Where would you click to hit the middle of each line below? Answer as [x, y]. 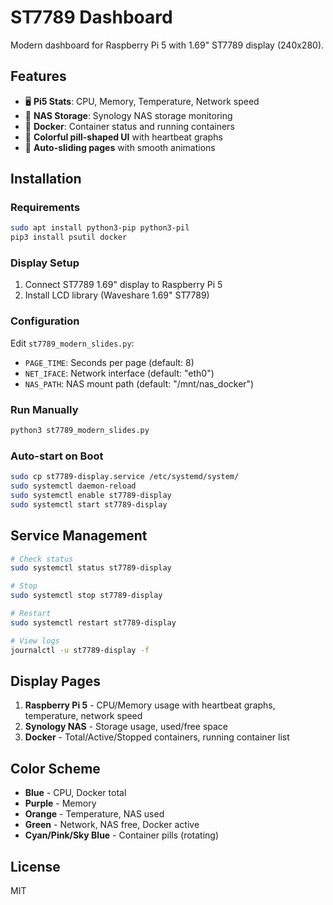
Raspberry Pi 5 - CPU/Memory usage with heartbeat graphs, [150, 705]
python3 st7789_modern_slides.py [80, 431]
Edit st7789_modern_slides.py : [72, 343]
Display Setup [45, 263]
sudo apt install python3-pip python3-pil [100, 228]
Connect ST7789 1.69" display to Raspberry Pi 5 [123, 285]
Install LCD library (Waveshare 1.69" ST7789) [117, 295]
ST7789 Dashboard [91, 17]
